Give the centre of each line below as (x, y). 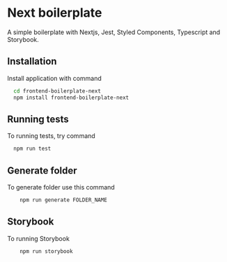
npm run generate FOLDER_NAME (64, 200)
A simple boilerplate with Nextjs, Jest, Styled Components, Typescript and (114, 32)
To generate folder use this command (61, 187)
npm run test (32, 149)
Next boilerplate (55, 13)
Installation (32, 62)
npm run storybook (46, 251)
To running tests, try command (51, 136)
